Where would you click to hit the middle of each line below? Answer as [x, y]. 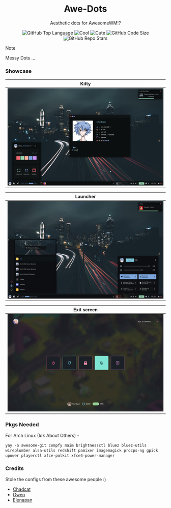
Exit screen [85, 309]
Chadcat [22, 489]
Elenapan [22, 500]
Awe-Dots [85, 9]
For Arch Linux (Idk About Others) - [42, 436]
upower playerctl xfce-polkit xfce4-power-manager [60, 456]
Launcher [85, 197]
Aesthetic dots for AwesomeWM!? [85, 23]
